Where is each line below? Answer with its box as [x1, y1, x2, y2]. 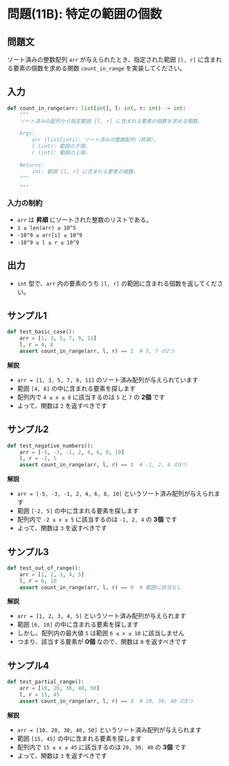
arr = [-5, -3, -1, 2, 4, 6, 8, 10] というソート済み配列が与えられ [17, 490, 215, 498]
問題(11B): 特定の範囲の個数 [7, 6, 162, 22]
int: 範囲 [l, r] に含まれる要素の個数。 [32, 168, 139, 175]
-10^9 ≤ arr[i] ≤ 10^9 [17, 231, 83, 238]
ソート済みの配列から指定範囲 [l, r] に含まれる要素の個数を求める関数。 [19, 118, 203, 125]
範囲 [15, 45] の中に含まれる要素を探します [17, 734, 142, 743]
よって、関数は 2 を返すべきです [17, 401, 108, 410]
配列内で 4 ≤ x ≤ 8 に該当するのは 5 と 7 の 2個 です [17, 393, 165, 401]
